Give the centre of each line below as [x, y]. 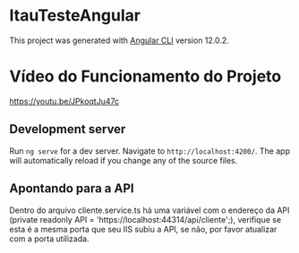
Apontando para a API [72, 189]
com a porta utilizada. [49, 239]
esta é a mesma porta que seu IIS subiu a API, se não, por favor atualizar [143, 229]
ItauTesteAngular [75, 16]
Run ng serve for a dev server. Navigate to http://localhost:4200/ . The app [150, 151]
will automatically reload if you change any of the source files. [124, 160]
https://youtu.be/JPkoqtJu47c [64, 101]
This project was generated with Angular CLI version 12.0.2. [120, 40]
